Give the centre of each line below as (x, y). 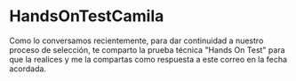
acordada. (28, 69)
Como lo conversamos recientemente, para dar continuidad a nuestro (136, 40)
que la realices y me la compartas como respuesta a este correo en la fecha (148, 59)
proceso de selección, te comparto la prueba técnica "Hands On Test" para (148, 49)
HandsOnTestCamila (87, 16)
